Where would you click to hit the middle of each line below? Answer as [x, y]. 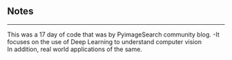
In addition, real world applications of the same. [75, 49]
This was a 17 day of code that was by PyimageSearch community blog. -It [113, 34]
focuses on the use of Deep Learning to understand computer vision [105, 41]
